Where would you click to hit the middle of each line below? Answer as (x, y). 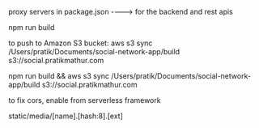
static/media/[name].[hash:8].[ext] (66, 116)
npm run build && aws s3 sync (59, 76)
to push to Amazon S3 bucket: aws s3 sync (81, 43)
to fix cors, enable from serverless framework (85, 100)
